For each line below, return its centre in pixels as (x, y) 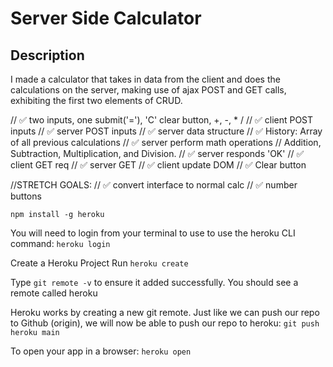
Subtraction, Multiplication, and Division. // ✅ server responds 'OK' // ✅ (157, 153)
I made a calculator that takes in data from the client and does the (145, 79)
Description (47, 55)
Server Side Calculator (106, 18)
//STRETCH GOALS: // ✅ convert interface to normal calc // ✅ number (154, 185)
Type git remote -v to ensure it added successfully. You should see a (154, 282)
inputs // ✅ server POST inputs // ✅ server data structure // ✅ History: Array (166, 131)
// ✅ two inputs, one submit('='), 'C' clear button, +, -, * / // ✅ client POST (162, 120)
